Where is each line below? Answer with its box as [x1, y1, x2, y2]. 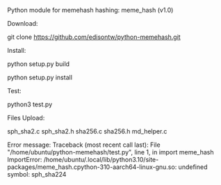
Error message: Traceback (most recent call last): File [7, 140, 161, 149]
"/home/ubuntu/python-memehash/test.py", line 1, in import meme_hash [7, 148, 214, 156]
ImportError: [7, 156, 42, 163]
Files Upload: [7, 114, 45, 122]
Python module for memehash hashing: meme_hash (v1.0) [7, 6, 174, 14]
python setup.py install [7, 73, 73, 81]
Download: [7, 19, 38, 27]
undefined [178, 163, 208, 171]
